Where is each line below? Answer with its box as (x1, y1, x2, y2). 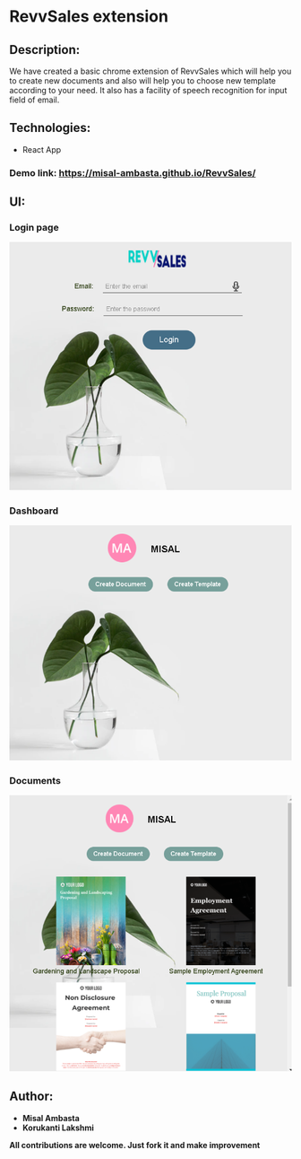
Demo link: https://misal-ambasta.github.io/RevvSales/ (9, 166, 256, 179)
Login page (9, 222, 60, 234)
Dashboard (9, 505, 59, 517)
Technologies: (9, 120, 91, 136)
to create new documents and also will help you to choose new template (9, 75, 276, 86)
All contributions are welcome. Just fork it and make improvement (9, 1139, 261, 1150)
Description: (9, 42, 81, 57)
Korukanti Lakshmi (21, 1122, 94, 1133)
